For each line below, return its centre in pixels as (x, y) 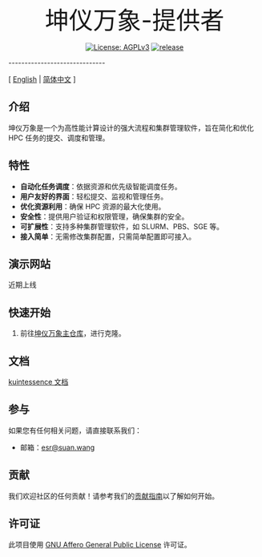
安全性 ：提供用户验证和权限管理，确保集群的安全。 (104, 216)
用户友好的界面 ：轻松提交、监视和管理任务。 (94, 196)
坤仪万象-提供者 (135, 20)
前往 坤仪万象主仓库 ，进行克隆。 (73, 333)
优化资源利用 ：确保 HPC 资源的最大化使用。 (93, 206)
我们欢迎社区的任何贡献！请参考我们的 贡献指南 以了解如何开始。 (113, 496)
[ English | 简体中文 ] (42, 79)
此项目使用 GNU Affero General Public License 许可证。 (100, 544)
